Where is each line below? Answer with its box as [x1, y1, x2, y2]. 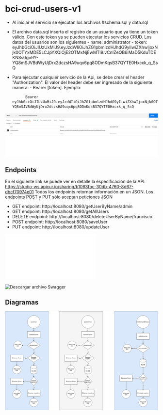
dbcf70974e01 [5, 189, 34, 195]
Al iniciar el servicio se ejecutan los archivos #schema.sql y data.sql [12, 19, 148, 25]
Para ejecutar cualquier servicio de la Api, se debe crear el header [12, 74, 145, 80]
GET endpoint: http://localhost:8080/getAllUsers [12, 208, 109, 214]
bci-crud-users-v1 [5, 3, 81, 15]
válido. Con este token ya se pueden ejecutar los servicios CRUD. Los [12, 34, 152, 40]
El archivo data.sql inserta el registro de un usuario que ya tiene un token [12, 29, 158, 34]
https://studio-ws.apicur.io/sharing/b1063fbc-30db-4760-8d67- [5, 184, 134, 190]
